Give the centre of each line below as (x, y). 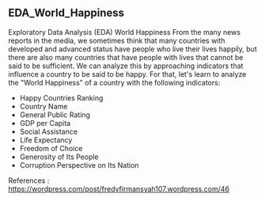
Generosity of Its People (59, 157)
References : (29, 180)
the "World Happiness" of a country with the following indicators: (114, 82)
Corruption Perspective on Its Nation (79, 165)
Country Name (44, 106)
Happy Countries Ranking (61, 97)
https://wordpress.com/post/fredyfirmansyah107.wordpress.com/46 (119, 188)
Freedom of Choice (51, 148)
